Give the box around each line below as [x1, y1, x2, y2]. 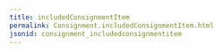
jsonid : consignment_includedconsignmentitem [9, 29, 182, 38]
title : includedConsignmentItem [9, 12, 130, 22]
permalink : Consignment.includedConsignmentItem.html [9, 21, 215, 30]
